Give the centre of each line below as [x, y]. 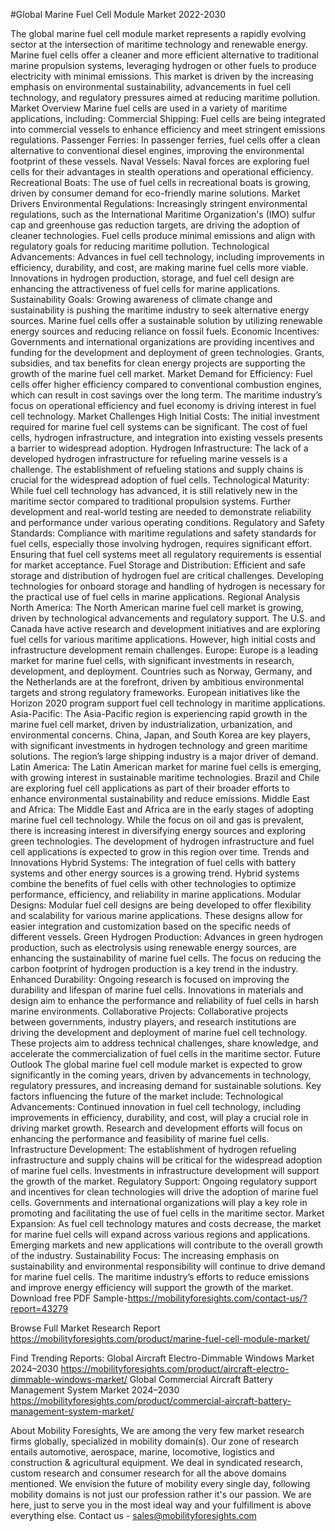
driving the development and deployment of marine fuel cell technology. [159, 1032]
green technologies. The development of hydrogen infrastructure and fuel [162, 841]
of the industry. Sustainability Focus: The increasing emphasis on [145, 1255]
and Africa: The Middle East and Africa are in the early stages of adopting [162, 809]
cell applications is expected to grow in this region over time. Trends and [160, 852]
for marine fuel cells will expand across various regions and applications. [160, 1234]
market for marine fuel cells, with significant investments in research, [152, 660]
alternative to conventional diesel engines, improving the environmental [157, 150]
